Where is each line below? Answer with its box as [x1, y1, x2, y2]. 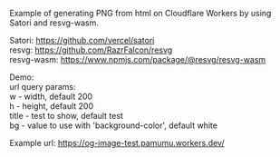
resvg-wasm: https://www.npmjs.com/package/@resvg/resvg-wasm [9, 54, 266, 64]
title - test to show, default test [9, 111, 124, 121]
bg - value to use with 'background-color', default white [9, 120, 217, 131]
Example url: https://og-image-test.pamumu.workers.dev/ [9, 138, 225, 148]
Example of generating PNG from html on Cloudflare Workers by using [9, 8, 272, 18]
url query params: [9, 82, 76, 92]
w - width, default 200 [9, 91, 93, 102]
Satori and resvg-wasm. [9, 17, 100, 28]
